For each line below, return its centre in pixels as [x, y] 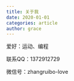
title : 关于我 [23, 12]
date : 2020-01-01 [28, 17]
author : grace [24, 28]
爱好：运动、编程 [27, 46]
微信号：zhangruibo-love [37, 72]
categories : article [32, 23]
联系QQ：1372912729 [33, 59]
